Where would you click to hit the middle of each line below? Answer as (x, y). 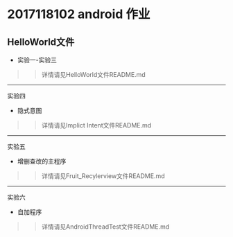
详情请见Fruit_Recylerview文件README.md (103, 176)
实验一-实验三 (37, 60)
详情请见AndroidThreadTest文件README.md (105, 227)
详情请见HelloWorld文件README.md (93, 74)
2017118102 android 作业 (79, 14)
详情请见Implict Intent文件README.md (96, 125)
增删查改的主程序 (42, 161)
